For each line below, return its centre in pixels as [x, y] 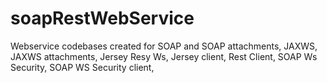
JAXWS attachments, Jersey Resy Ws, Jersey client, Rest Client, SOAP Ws [164, 56]
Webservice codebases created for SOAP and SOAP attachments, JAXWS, [164, 46]
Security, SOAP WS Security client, [82, 67]
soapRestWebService [102, 18]
